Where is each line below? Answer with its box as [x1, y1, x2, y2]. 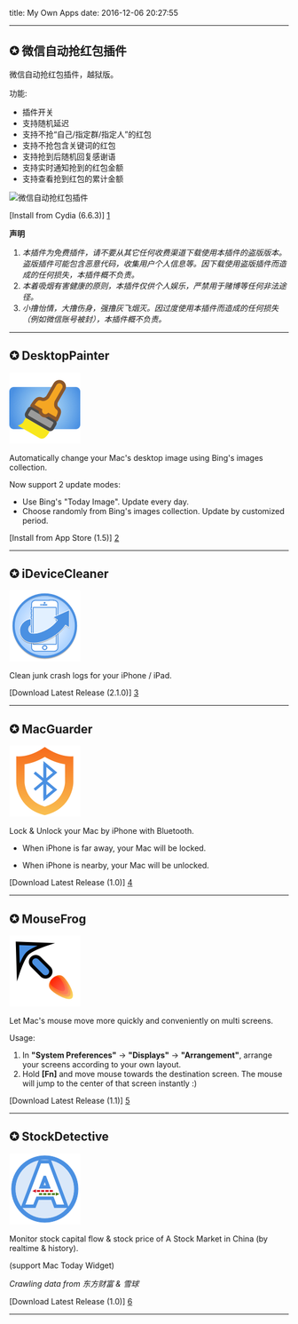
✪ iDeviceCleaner [9, 567, 109, 582]
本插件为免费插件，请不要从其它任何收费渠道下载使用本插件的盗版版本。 [21, 247, 286, 258]
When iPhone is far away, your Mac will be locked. [21, 843, 207, 853]
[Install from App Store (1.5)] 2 [9, 532, 120, 543]
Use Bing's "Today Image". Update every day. [21, 496, 189, 507]
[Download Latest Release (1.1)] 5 [9, 1096, 130, 1106]
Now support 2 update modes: [9, 479, 122, 489]
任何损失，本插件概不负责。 [37, 269, 139, 280]
